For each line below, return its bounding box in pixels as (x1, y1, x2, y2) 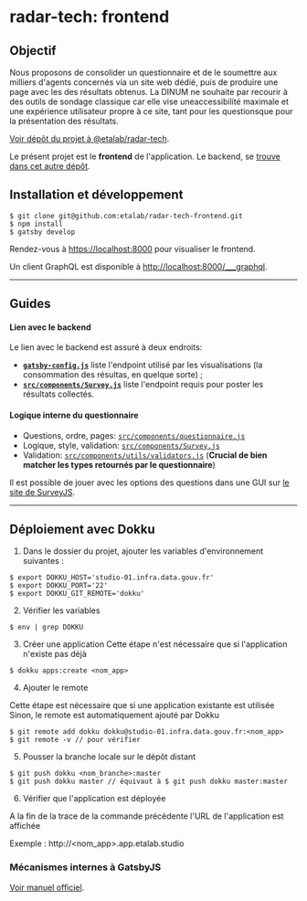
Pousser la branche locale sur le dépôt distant (22, 751, 196, 762)
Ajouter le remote (22, 683, 89, 694)
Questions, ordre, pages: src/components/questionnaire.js (22, 429, 246, 440)
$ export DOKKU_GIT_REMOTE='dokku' (9, 589, 145, 599)
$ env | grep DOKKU (9, 623, 84, 632)
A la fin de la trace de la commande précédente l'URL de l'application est (9, 811, 284, 821)
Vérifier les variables (22, 605, 101, 616)
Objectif (9, 43, 57, 58)
